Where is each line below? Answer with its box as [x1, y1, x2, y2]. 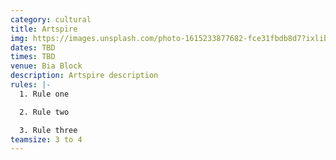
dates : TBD [10, 42, 56, 53]
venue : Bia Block [10, 61, 83, 71]
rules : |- [10, 80, 52, 90]
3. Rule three [19, 125, 78, 135]
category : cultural [10, 14, 92, 25]
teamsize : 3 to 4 [10, 134, 83, 145]
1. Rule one [19, 89, 70, 99]
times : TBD [10, 52, 56, 62]
